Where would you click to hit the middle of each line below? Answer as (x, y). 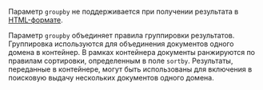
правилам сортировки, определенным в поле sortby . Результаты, (121, 61)
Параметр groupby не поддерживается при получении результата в (124, 12)
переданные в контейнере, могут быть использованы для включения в (130, 69)
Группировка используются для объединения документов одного (121, 44)
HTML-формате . (36, 20)
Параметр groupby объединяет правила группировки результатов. (122, 35)
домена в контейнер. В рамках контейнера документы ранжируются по (132, 52)
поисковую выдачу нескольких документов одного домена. (111, 78)
